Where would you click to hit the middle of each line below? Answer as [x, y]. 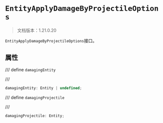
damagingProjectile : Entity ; [35, 116]
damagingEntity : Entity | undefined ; [44, 88]
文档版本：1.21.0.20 [37, 30]
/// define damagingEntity [30, 69]
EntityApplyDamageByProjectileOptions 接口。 [51, 41]
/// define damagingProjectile [35, 97]
